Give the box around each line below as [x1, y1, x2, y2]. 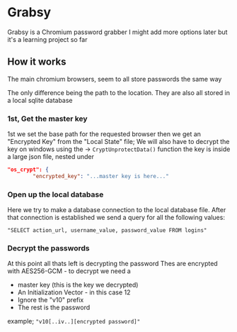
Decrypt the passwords [7, 243, 90, 253]
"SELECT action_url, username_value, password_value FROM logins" [7, 227, 207, 234]
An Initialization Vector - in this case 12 [17, 288, 131, 297]
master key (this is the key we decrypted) [17, 281, 139, 289]
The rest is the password [17, 303, 91, 312]
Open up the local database [7, 189, 104, 199]
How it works [7, 56, 67, 68]
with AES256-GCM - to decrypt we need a [7, 267, 131, 275]
